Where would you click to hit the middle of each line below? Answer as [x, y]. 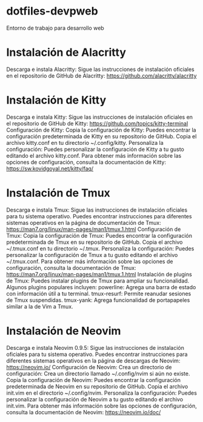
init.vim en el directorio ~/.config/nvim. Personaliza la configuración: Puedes [101, 393]
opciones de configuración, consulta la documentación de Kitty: [86, 162]
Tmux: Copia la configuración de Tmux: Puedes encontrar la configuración [99, 235]
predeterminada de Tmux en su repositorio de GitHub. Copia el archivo [95, 242]
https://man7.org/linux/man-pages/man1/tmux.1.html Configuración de [94, 229]
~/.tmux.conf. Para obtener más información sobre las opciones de [90, 261]
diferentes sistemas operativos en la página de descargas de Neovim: [93, 360]
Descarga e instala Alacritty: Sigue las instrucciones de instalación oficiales [101, 69]
